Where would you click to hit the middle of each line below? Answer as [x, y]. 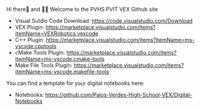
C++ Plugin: [30, 40]
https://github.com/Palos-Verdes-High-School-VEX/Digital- [119, 95]
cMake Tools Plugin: [40, 53]
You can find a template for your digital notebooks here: [75, 83]
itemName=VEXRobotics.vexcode [57, 33]
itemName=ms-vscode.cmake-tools [60, 59]
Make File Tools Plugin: [44, 65]
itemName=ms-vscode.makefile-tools [62, 71]
